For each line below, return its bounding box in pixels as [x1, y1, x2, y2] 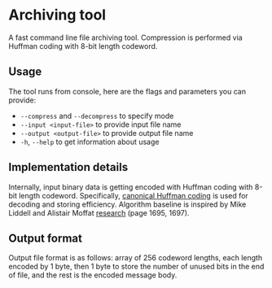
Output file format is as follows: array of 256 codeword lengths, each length [8, 253, 263, 263]
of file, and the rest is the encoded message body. [8, 270, 178, 280]
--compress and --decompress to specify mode [20, 111, 174, 120]
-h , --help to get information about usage [20, 137, 160, 146]
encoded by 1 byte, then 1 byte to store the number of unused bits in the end [8, 262, 265, 272]
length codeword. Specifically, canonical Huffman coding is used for [19, 190, 248, 200]
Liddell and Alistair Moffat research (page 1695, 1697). [8, 207, 190, 217]
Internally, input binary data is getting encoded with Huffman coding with [8, 181, 253, 192]
